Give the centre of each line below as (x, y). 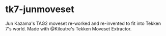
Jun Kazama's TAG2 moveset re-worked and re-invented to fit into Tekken (83, 23)
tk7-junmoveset (40, 9)
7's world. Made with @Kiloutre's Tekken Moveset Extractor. (68, 28)
